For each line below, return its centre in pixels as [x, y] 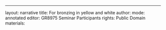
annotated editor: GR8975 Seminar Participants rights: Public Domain [75, 18]
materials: [15, 23]
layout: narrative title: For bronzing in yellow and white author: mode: [75, 13]
